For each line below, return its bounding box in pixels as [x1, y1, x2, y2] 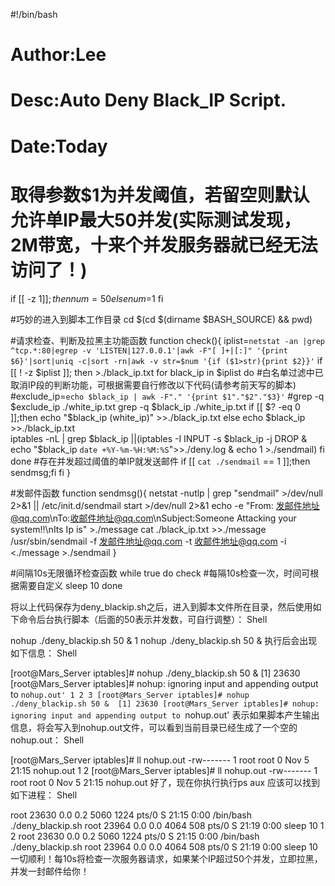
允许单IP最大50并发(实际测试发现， [10, 209, 302, 231]
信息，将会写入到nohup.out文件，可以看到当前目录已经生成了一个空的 [10, 721, 298, 733]
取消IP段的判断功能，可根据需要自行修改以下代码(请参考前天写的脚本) [10, 379, 297, 391]
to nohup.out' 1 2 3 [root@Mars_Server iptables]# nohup [10, 688, 250, 700]
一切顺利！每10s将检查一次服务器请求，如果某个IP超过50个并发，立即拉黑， [10, 852, 323, 864]
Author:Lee [10, 44, 107, 66]
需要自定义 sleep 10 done [18, 579, 123, 591]
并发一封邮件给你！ [10, 865, 90, 877]
